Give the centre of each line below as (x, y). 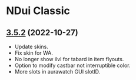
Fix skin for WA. (34, 53)
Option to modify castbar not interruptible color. (72, 65)
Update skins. (31, 46)
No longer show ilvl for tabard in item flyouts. (69, 59)
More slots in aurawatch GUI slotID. (57, 71)
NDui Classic (38, 11)
